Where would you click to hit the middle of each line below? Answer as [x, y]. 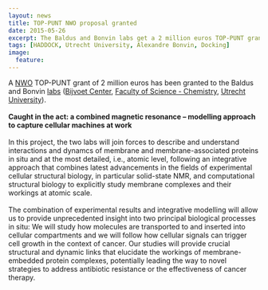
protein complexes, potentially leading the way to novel [136, 261]
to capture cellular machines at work [70, 125]
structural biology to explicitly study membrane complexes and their [120, 184]
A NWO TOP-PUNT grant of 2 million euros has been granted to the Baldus [131, 82]
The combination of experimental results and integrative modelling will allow [133, 210]
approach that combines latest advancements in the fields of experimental [130, 167]
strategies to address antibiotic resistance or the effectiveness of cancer [128, 268]
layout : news [30, 16]
